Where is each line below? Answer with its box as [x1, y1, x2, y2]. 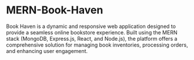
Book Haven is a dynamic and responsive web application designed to [6, 23, 176, 30]
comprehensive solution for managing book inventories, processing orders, [6, 41, 188, 48]
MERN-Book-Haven [6, 3, 103, 17]
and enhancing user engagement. [6, 47, 88, 54]
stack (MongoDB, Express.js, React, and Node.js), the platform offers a [6, 35, 178, 42]
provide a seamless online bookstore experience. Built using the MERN [6, 29, 178, 36]
